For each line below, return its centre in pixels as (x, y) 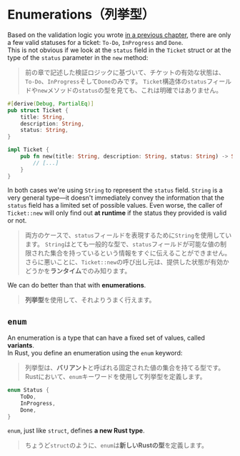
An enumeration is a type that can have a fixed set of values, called (106, 338)
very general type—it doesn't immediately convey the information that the (116, 198)
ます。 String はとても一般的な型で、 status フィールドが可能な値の (122, 244)
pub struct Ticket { (38, 110)
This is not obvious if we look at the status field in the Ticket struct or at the (119, 50)
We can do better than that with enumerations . (77, 285)
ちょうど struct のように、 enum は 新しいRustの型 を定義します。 (116, 445)
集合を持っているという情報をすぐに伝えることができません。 (140, 253)
